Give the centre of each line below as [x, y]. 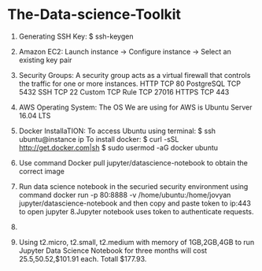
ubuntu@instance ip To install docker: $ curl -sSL [99, 139]
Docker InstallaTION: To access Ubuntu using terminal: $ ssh [117, 131]
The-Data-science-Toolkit [94, 15]
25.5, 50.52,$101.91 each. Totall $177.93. [83, 258]
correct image [41, 171]
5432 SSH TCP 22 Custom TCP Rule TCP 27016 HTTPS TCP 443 [124, 91]
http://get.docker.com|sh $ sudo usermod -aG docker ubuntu [118, 147]
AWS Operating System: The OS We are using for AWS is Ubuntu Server [135, 107]
